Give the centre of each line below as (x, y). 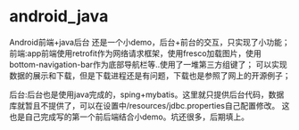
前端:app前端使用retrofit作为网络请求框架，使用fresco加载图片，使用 (135, 53)
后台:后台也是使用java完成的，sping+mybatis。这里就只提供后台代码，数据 (147, 94)
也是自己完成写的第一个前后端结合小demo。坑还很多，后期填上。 (129, 117)
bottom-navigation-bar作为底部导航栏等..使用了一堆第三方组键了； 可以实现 (148, 64)
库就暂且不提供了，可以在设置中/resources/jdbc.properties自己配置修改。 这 (149, 105)
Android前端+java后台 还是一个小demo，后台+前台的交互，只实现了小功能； (149, 42)
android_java (59, 16)
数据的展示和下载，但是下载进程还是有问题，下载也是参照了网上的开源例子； (150, 75)
